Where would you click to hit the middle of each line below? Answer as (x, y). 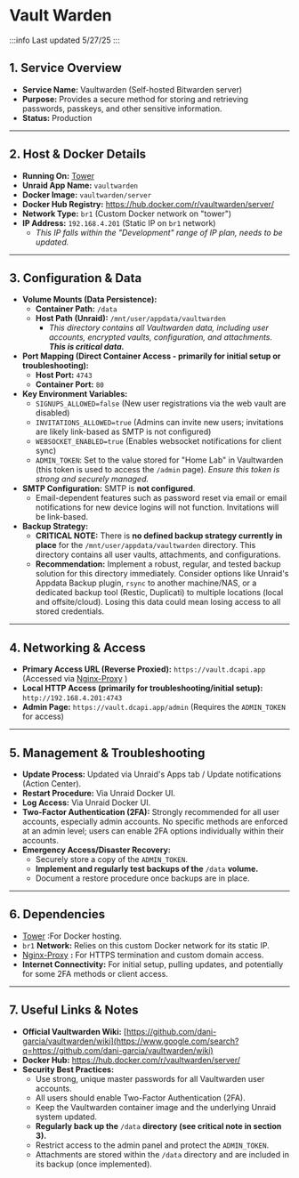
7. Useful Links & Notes (74, 1010)
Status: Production (57, 117)
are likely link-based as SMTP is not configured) (123, 432)
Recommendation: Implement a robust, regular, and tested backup (158, 564)
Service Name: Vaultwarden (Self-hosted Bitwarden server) (132, 89)
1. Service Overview (65, 68)
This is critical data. (86, 347)
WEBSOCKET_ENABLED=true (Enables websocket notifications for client (158, 441)
